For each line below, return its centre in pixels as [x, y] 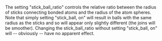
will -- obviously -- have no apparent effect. [50, 33]
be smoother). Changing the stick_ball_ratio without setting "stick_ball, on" [81, 28]
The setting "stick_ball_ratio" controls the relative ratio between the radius [81, 7]
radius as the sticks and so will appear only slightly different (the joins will [80, 23]
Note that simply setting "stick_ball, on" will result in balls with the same [79, 18]
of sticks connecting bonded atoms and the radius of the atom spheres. [78, 12]
